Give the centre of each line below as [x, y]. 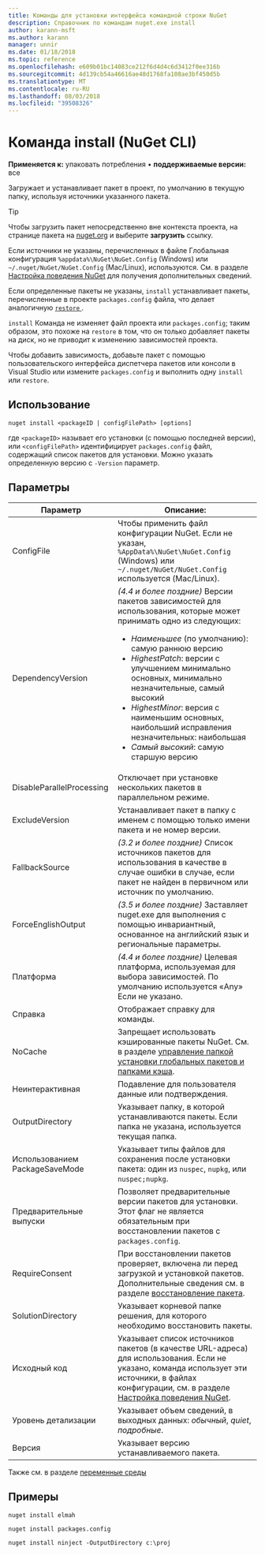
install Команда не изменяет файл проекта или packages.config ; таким [129, 323]
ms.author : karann [38, 37]
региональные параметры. [169, 944]
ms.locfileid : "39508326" [50, 103]
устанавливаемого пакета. [168, 1452]
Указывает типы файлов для [172, 1149]
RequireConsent [42, 1273]
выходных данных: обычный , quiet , [184, 1420]
